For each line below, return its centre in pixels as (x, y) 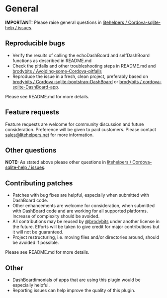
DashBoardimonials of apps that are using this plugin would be (76, 280)
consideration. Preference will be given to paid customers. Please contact (81, 129)
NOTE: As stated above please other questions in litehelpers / (68, 162)
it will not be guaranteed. (38, 232)
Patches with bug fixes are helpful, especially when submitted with (81, 195)
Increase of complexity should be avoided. (56, 216)
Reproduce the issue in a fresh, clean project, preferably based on (80, 76)
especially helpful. (31, 285)
